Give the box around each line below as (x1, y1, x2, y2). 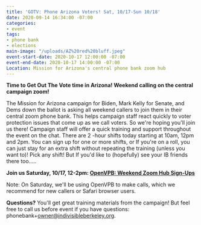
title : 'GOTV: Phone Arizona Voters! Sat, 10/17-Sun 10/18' (6, 8, 161, 15)
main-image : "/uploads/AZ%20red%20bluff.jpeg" (6, 48, 126, 54)
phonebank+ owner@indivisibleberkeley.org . (6, 212, 116, 220)
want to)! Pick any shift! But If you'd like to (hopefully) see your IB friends (6, 151, 188, 158)
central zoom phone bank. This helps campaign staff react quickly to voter (6, 112, 192, 120)
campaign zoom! (6, 88, 49, 96)
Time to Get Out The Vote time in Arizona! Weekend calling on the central (6, 82, 193, 89)
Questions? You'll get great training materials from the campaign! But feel (6, 199, 190, 206)
